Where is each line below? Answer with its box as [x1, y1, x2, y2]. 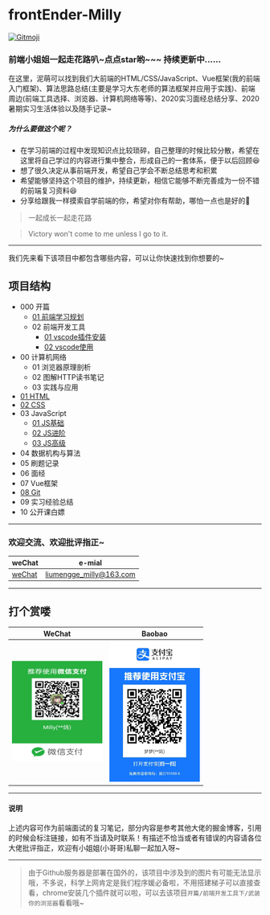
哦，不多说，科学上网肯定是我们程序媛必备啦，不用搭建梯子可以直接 [27, 877, 254, 887]
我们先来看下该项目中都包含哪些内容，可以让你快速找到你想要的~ [8, 253, 225, 263]
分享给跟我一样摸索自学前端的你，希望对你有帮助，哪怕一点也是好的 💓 [19, 196, 251, 206]
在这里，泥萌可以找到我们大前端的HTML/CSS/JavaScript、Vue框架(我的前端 [8, 74, 260, 84]
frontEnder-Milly [8, 6, 122, 24]
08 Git [19, 488, 41, 497]
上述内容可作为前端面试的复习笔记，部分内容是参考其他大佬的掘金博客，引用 [8, 822, 262, 832]
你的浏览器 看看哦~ [27, 897, 84, 907]
